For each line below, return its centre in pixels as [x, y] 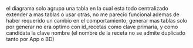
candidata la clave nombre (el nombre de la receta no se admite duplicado [96, 33]
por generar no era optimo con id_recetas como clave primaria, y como [92, 27]
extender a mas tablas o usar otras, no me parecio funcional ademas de [93, 14]
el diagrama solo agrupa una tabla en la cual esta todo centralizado [87, 8]
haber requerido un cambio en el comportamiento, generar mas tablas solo [97, 21]
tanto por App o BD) [30, 39]
